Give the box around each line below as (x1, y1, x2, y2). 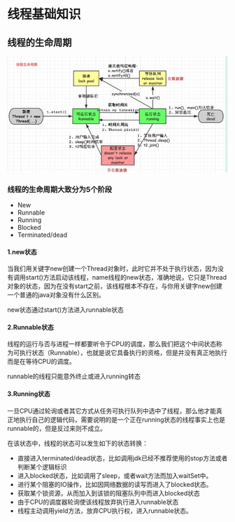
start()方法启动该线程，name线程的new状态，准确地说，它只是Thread (25, 273, 227, 282)
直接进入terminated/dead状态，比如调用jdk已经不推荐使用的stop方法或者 (17, 453, 228, 462)
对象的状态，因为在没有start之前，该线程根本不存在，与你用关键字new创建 (7, 282, 222, 291)
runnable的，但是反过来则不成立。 (7, 424, 107, 432)
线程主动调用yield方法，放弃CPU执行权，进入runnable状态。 (17, 506, 192, 515)
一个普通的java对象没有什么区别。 (7, 291, 105, 299)
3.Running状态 (7, 390, 51, 398)
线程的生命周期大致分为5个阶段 (7, 184, 113, 194)
